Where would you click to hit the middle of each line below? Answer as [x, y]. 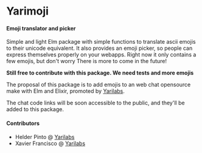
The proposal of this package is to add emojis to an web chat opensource [99, 85]
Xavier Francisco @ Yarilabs [50, 143]
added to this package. [35, 109]
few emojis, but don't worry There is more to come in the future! [87, 61]
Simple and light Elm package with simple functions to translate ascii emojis [101, 42]
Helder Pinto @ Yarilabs [45, 137]
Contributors [23, 123]
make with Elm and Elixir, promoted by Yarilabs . [65, 91]
